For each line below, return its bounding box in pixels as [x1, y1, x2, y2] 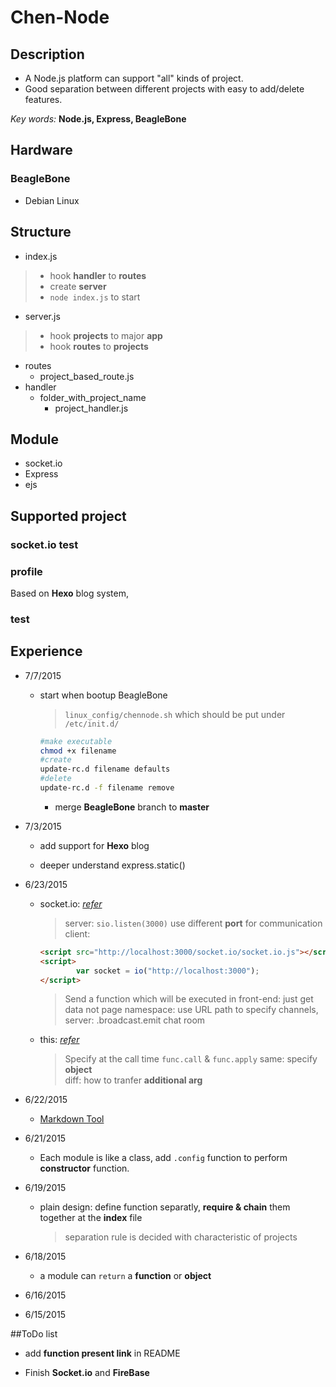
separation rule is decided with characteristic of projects [64, 1231, 298, 1243]
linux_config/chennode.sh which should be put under [64, 708, 286, 720]
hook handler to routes [49, 269, 147, 281]
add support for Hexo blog [39, 839, 150, 851]
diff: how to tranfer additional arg [64, 1074, 203, 1086]
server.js [24, 310, 61, 322]
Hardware [10, 142, 73, 159]
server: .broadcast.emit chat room [64, 1014, 206, 1026]
